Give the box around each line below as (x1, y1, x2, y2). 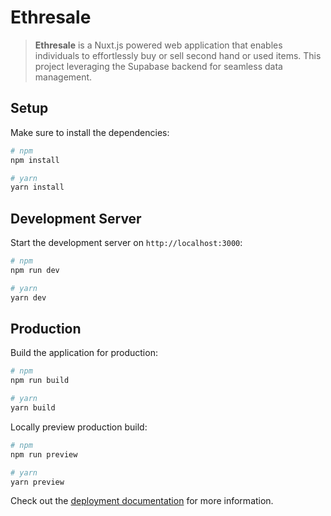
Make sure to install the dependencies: (10, 126, 170, 138)
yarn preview (10, 477, 65, 487)
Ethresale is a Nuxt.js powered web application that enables (34, 39, 283, 51)
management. (34, 71, 93, 83)
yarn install (10, 182, 65, 193)
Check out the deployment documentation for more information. (10, 495, 274, 507)
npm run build (10, 376, 70, 386)
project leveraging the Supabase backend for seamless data (34, 60, 283, 72)
